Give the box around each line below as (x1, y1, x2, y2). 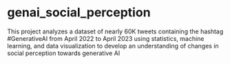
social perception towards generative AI (7, 49, 121, 57)
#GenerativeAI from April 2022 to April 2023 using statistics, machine (7, 34, 205, 42)
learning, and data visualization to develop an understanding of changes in (7, 42, 219, 50)
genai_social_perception (7, 5, 151, 20)
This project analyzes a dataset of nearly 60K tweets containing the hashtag (7, 27, 224, 35)
